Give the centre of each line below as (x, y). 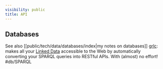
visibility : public (25, 10)
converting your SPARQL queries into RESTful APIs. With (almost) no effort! (81, 57)
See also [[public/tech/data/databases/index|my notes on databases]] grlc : (81, 46)
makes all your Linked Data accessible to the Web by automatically (73, 51)
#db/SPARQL (19, 62)
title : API (16, 14)
